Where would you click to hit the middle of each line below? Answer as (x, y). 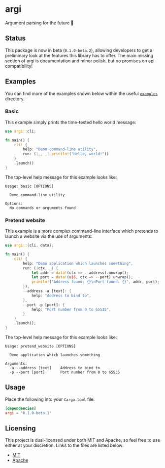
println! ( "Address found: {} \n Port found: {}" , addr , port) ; (96, 282)
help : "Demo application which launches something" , (78, 263)
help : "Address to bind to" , (61, 296)
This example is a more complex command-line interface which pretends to (82, 231)
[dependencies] (21, 408)
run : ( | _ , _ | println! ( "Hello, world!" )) (66, 154)
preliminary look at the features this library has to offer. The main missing (79, 55)
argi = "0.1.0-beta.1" (28, 413)
